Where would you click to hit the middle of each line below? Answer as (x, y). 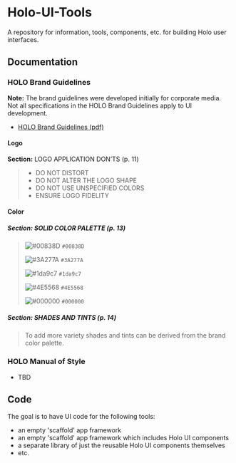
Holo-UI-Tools (50, 12)
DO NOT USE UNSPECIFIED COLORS (90, 188)
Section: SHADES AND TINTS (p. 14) (62, 317)
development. (27, 113)
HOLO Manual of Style (46, 362)
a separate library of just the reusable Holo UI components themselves (122, 445)
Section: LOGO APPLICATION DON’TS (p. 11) (73, 159)
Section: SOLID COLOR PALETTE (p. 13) (67, 228)
